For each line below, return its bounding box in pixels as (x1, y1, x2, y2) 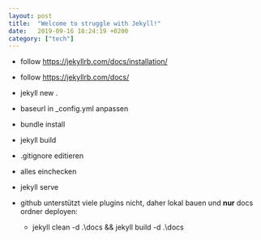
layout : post (8, 11, 53, 20)
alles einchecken (19, 167, 77, 177)
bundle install (19, 119, 66, 130)
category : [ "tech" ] (8, 34, 75, 43)
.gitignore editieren (19, 151, 83, 161)
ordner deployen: (19, 207, 79, 216)
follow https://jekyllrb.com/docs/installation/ (19, 57, 168, 66)
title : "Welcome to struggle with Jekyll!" (8, 19, 161, 28)
